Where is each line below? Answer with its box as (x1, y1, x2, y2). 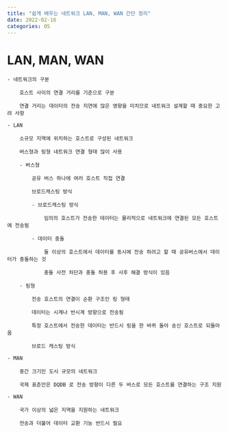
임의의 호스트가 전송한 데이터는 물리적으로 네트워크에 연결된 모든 (43, 215, 202, 222)
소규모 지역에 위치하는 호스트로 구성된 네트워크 (19, 135, 134, 143)
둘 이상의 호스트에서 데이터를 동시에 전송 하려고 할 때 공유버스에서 (43, 249, 207, 256)
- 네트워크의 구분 (7, 76, 50, 83)
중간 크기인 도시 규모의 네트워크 (19, 368, 98, 375)
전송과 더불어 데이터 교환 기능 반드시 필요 (19, 420, 123, 427)
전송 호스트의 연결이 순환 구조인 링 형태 (31, 296, 130, 303)
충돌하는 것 (19, 256, 47, 263)
